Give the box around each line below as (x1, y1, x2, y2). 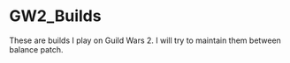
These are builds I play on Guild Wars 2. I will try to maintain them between (9, 35, 281, 45)
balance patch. (9, 44, 64, 54)
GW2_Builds (9, 6, 102, 26)
